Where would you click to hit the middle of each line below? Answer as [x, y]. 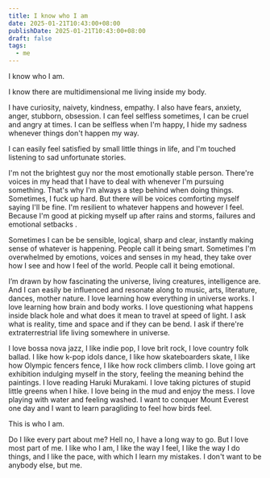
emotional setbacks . [43, 224]
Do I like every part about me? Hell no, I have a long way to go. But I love [129, 439]
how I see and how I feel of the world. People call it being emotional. [122, 266]
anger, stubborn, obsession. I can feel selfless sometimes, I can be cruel [129, 116]
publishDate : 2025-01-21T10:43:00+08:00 [77, 31]
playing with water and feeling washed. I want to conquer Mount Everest [129, 399]
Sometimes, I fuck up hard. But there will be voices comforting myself [124, 199]
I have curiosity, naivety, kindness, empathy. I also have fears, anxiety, [125, 107]
